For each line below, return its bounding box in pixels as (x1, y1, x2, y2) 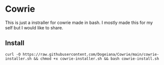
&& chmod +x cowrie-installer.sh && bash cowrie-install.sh (33, 56, 160, 61)
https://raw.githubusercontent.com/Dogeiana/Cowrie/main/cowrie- (23, 52, 160, 57)
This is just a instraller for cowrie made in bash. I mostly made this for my (5, 20, 153, 25)
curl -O (5, 52, 21, 57)
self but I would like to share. (5, 24, 63, 30)
